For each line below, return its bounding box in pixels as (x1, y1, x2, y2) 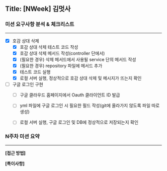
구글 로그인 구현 (12, 82, 43, 87)
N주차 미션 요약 (5, 133, 40, 140)
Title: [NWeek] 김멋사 (5, 4, 71, 13)
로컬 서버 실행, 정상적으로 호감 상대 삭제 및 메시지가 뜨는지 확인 (19, 75, 142, 81)
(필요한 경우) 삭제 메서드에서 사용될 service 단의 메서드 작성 (19, 56, 137, 62)
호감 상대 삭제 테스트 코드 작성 (19, 44, 79, 50)
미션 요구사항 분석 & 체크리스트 (5, 21, 75, 28)
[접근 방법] (5, 150, 26, 156)
